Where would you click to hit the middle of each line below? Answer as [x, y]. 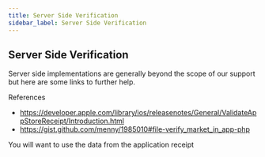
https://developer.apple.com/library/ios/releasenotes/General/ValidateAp [138, 113]
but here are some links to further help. [72, 82]
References [27, 97]
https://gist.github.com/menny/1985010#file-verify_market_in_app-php [135, 129]
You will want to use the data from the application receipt [101, 145]
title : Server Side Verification [63, 15]
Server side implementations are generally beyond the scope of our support [132, 74]
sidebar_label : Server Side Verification [78, 23]
